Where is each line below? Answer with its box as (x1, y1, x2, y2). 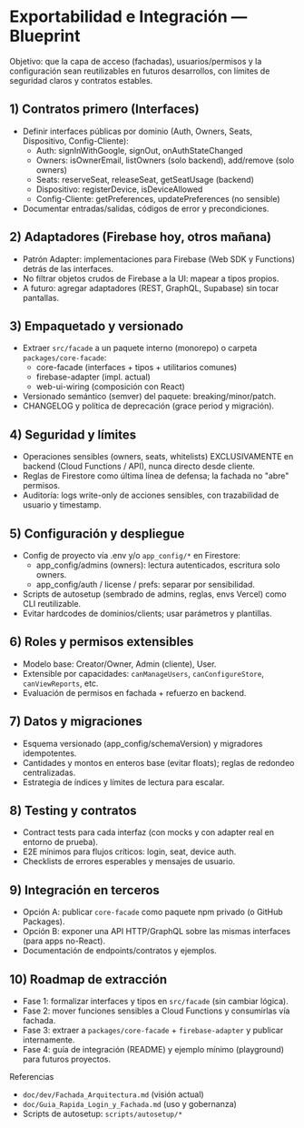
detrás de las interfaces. (22, 263, 113, 274)
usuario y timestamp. (22, 499, 102, 510)
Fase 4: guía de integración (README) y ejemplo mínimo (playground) (22, 1044, 284, 1055)
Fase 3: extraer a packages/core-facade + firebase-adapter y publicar (22, 1025, 284, 1036)
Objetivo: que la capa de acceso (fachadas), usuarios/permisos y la (9, 55, 262, 66)
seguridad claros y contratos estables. (9, 75, 153, 86)
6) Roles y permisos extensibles (9, 634, 194, 650)
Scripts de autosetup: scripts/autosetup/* (22, 1108, 183, 1120)
